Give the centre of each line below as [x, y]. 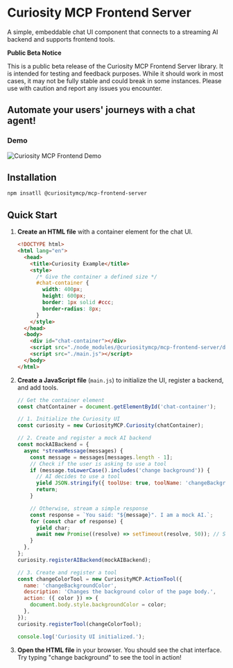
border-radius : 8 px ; [72, 309]
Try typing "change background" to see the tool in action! [99, 657]
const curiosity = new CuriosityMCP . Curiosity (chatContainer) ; [111, 425]
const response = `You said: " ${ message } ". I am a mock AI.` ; [122, 515]
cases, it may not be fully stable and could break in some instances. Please [114, 80]
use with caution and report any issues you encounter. [85, 88]
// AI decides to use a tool [78, 477]
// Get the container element [61, 400]
